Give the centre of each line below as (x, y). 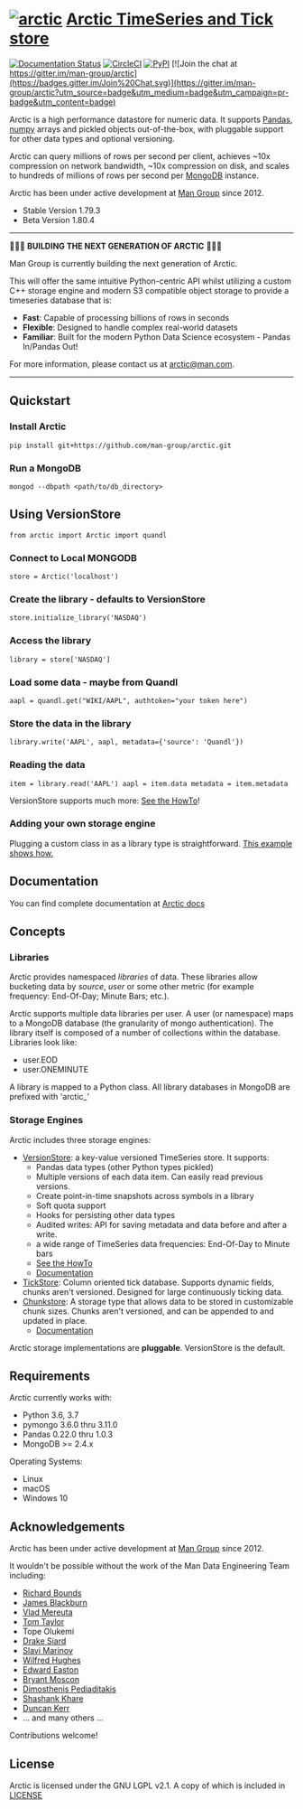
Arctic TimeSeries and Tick (170, 19)
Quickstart (40, 401)
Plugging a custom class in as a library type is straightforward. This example (151, 843)
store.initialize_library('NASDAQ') (78, 618)
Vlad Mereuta (48, 1612)
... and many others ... (63, 1718)
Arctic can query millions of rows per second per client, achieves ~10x (140, 156)
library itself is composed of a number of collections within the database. (145, 1033)
